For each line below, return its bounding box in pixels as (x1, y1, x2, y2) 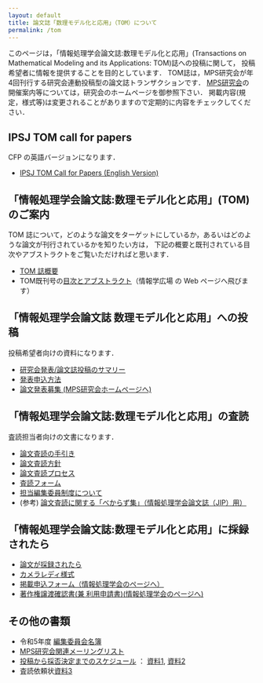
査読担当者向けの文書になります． (8, 432, 119, 441)
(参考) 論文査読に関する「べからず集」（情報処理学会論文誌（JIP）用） (19, 498, 247, 507)
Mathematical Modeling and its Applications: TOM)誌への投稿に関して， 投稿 (8, 58, 256, 68)
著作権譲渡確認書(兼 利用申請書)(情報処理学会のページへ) (19, 590, 204, 599)
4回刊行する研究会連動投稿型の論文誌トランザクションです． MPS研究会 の (8, 78, 250, 87)
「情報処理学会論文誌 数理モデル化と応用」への (8, 311, 238, 324)
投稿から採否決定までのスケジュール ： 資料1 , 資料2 (19, 656, 186, 666)
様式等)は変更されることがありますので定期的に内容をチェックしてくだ (21, 97, 251, 107)
